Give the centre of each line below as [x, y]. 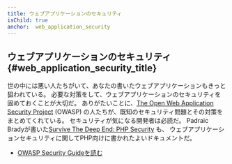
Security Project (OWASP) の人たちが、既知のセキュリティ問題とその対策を [115, 112]
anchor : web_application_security [59, 27]
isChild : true [28, 20]
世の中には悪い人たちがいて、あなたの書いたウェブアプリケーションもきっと [117, 86]
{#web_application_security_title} [82, 68]
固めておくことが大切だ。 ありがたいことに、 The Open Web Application [110, 103]
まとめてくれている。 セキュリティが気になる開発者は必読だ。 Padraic [108, 121]
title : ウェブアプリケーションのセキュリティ [65, 14]
